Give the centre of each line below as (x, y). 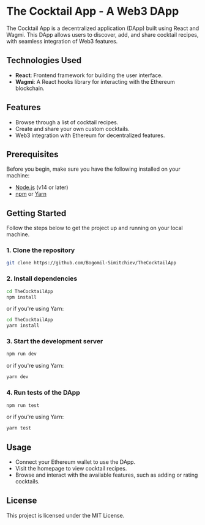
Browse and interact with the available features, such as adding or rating (106, 475)
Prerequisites (32, 154)
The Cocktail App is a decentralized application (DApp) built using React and (103, 28)
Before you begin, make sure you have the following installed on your (93, 169)
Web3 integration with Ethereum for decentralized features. (90, 135)
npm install (21, 297)
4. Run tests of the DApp (43, 393)
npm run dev (21, 354)
